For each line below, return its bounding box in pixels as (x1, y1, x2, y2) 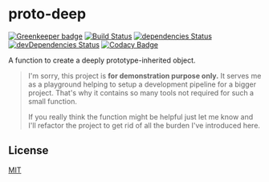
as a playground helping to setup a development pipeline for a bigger (27, 79, 257, 89)
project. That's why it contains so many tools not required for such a (27, 87, 255, 97)
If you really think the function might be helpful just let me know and (27, 111, 254, 121)
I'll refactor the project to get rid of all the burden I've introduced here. (27, 120, 261, 130)
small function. (27, 96, 78, 106)
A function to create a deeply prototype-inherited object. (8, 55, 196, 65)
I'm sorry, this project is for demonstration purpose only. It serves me (27, 71, 262, 80)
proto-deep (8, 5, 87, 23)
